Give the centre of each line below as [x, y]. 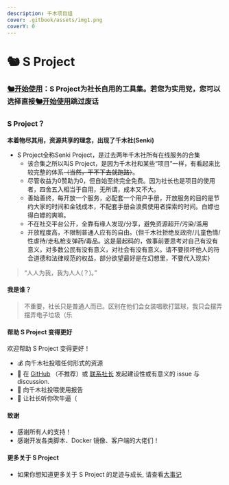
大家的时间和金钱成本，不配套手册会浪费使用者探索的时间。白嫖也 [126, 206]
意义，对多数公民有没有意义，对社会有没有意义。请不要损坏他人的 [120, 249]
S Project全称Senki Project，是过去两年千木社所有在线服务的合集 [109, 155]
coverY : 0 [21, 26]
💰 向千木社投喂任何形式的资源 [60, 363]
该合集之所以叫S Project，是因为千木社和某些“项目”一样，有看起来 [121, 163]
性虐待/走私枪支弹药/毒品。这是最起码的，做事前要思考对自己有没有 [122, 241]
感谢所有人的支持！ [44, 432]
